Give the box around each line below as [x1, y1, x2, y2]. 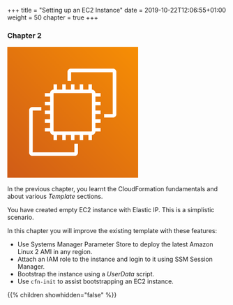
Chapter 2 [7, 31, 42, 40]
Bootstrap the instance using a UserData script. [17, 270, 155, 278]
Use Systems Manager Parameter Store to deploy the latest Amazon [17, 240, 213, 248]
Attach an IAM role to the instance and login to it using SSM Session [17, 255, 213, 264]
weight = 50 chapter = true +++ [7, 13, 99, 22]
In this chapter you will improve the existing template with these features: [7, 227, 218, 235]
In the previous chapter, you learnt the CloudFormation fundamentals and [7, 185, 218, 193]
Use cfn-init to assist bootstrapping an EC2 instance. [17, 277, 174, 285]
